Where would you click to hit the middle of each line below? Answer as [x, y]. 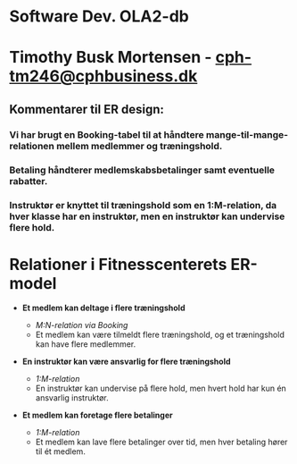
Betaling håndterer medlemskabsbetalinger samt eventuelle [142, 170]
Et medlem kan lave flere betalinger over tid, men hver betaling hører [161, 442]
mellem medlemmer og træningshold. [140, 146]
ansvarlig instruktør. [72, 398]
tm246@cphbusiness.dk [103, 76]
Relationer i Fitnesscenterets [118, 264]
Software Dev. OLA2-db [99, 17]
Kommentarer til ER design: [87, 109]
